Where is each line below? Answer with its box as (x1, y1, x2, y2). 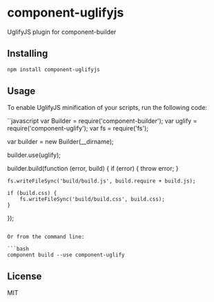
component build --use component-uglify (7, 252, 126, 258)
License (7, 270, 42, 282)
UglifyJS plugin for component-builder (7, 28, 117, 36)
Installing (7, 48, 48, 59)
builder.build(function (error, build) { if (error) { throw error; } (7, 164, 179, 173)
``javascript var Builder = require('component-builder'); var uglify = (7, 117, 197, 125)
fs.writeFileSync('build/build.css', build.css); (19, 196, 166, 203)
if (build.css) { (7, 190, 57, 197)
